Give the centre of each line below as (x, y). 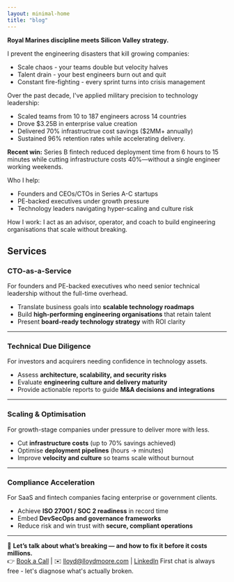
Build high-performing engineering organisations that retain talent (114, 315)
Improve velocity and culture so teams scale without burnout (106, 457)
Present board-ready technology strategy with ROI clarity (101, 322)
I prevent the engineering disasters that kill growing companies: (99, 54)
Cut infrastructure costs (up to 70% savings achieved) (96, 443)
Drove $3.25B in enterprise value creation (77, 123)
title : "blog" (28, 20)
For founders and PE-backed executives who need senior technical (103, 286)
